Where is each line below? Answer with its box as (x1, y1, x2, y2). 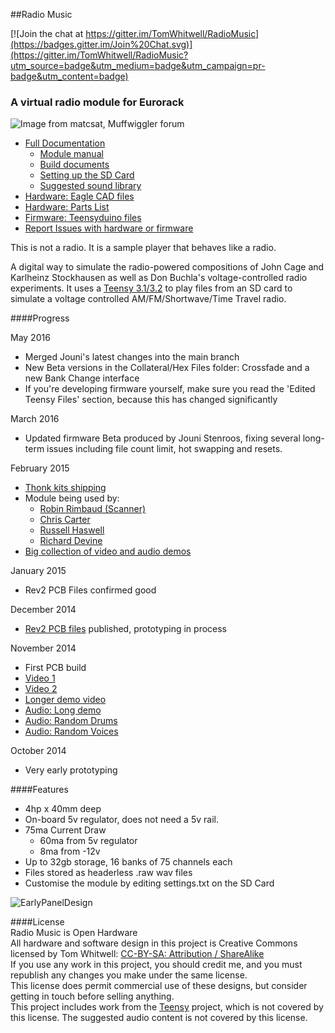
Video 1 (24, 672, 56, 684)
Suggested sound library (39, 180, 142, 192)
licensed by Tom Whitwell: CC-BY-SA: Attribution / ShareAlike (10, 948, 265, 960)
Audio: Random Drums (24, 715, 118, 727)
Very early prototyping (24, 764, 118, 776)
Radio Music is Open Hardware (10, 927, 138, 939)
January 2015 (10, 565, 67, 577)
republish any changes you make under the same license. (10, 969, 248, 981)
